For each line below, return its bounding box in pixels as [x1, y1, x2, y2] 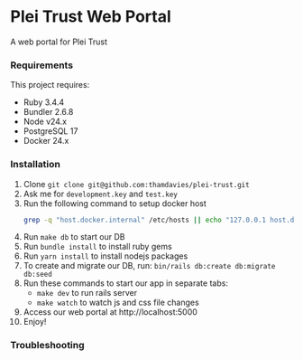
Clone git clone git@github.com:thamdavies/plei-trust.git [23, 178, 251, 189]
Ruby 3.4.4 [23, 97, 65, 108]
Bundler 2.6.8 [23, 107, 74, 118]
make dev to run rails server [36, 288, 138, 298]
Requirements [10, 59, 74, 71]
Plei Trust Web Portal [10, 6, 172, 27]
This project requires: [10, 80, 90, 90]
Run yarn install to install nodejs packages [23, 251, 188, 261]
